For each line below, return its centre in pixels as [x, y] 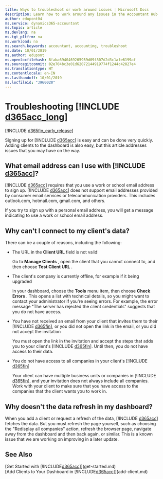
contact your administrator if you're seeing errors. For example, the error [85, 301]
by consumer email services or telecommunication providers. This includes [80, 196]
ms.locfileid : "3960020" [30, 82]
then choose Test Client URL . [42, 267]
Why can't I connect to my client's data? [67, 231]
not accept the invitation [36, 332]
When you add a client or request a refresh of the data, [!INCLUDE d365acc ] [81, 418]
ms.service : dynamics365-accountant [42, 23]
